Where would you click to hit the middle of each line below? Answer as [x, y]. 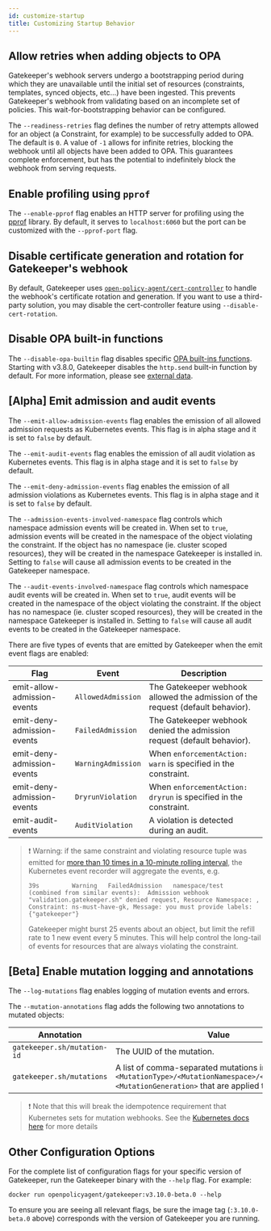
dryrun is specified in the [196, 796]
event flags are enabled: [48, 653]
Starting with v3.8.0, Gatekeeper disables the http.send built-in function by [133, 367]
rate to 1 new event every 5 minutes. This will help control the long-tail [144, 937]
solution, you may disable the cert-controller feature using [125, 305]
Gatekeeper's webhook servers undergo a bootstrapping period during [126, 76]
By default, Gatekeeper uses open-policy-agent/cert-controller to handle [133, 288]
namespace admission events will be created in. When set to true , [118, 527]
